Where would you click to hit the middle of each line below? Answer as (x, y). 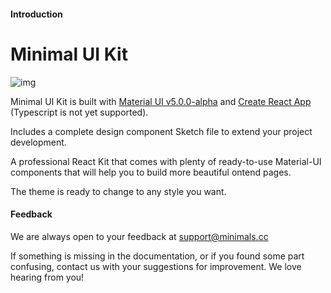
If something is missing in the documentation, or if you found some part (157, 256)
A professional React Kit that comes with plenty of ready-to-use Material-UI (166, 161)
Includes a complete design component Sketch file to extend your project (161, 131)
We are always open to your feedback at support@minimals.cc (139, 236)
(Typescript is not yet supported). (79, 112)
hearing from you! (47, 277)
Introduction (36, 14)
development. (38, 142)
